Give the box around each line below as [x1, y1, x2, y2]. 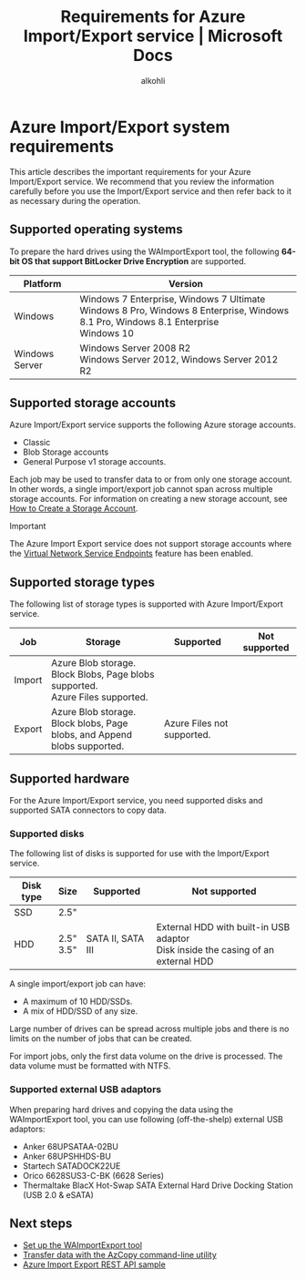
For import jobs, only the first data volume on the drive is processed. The [9, 1050, 283, 1062]
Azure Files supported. [51, 691, 148, 703]
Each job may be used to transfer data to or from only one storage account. [9, 474, 293, 485]
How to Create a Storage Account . [9, 503, 138, 514]
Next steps [9, 1215, 73, 1231]
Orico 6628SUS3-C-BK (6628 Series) [22, 1170, 165, 1181]
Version [168, 277, 203, 290]
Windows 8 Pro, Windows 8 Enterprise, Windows [79, 303, 290, 316]
